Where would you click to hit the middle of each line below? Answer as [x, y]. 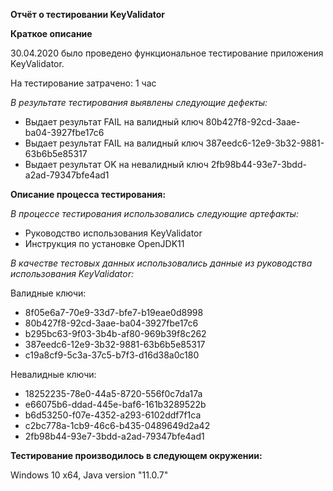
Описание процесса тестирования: [88, 194]
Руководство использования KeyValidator [113, 233]
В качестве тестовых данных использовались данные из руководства [161, 263]
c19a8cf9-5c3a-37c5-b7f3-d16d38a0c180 [112, 355]
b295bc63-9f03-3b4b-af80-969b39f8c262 [115, 333]
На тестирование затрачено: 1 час [83, 83]
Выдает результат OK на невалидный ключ [116, 164]
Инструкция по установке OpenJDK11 [104, 243]
